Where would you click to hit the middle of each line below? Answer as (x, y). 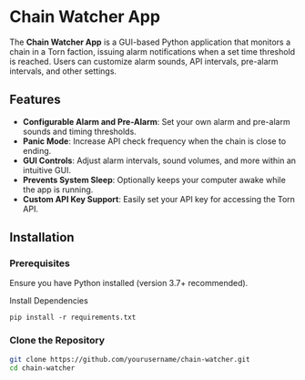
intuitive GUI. (47, 169)
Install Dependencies (49, 301)
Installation (42, 237)
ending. (37, 150)
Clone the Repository (57, 341)
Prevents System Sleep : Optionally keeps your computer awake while (154, 180)
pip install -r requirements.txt (73, 318)
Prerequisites (40, 263)
